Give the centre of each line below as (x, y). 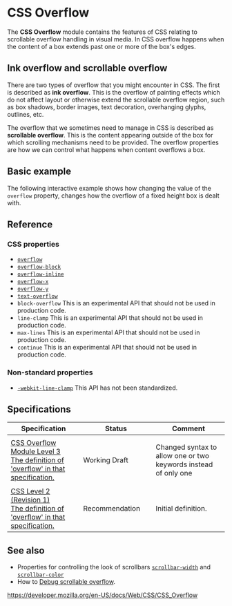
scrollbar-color (40, 575)
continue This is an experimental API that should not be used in (107, 348)
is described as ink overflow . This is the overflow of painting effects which (114, 92)
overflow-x (33, 282)
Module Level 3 (36, 452)
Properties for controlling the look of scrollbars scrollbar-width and (114, 567)
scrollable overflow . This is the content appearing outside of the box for (110, 135)
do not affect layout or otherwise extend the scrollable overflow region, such (116, 100)
